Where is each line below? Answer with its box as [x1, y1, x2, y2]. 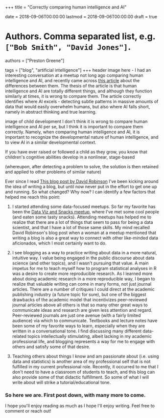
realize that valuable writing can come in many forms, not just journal [12, 281, 152, 287]
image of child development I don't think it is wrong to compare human [5, 118, 148, 124]
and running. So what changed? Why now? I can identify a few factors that [5, 189, 156, 195]
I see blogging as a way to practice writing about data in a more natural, [12, 249, 157, 255]
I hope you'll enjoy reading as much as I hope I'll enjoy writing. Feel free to [5, 403, 155, 409]
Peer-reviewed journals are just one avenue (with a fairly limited [12, 312, 141, 318]
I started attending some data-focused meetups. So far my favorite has [12, 204, 156, 209]
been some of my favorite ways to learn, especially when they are [12, 323, 145, 328]
